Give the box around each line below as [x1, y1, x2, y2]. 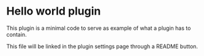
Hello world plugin [6, 4, 101, 18]
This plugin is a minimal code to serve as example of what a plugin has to [6, 24, 191, 32]
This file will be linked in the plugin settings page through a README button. [6, 43, 198, 50]
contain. [6, 30, 27, 38]
